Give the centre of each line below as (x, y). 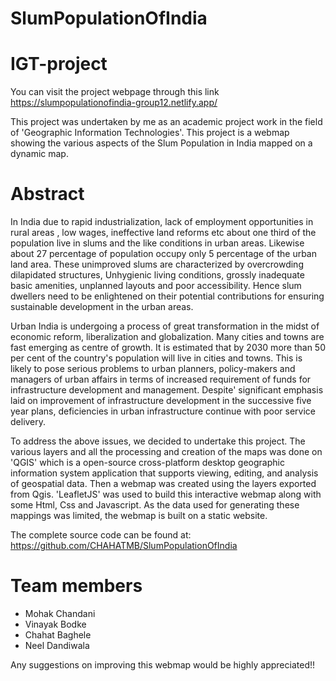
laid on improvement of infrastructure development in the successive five (161, 401)
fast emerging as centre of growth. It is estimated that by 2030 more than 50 (168, 348)
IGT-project (59, 64)
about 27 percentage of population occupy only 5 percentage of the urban (164, 254)
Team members (76, 586)
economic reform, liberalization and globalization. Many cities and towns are (167, 337)
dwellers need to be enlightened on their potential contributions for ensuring (167, 296)
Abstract (47, 194)
